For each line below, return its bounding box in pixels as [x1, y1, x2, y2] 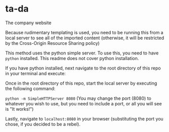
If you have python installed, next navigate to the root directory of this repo [5, 65, 161, 71]
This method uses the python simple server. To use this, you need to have [5, 50, 159, 56]
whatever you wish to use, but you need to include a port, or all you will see [5, 100, 162, 106]
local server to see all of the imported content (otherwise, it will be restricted [5, 35, 164, 41]
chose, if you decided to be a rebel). [5, 121, 81, 127]
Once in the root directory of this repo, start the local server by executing [5, 80, 157, 86]
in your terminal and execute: [5, 70, 66, 76]
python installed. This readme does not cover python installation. [5, 55, 139, 61]
